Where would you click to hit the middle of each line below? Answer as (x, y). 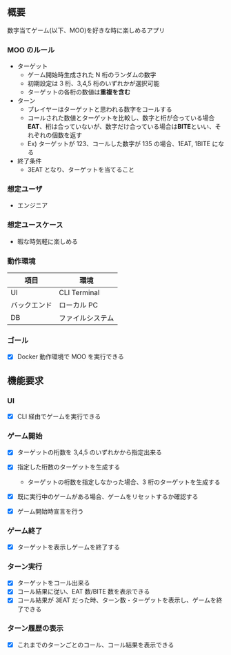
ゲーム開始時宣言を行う (50, 511)
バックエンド (32, 305)
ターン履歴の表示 (36, 628)
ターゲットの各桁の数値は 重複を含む (79, 92)
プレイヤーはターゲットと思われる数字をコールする (100, 110)
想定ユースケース (35, 225)
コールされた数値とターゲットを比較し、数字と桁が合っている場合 (121, 118)
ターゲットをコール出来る (53, 583)
